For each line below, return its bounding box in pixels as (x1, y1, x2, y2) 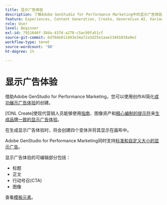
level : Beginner (5, 26, 39, 31)
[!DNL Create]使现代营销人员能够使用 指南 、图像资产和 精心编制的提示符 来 (5, 110, 156, 116)
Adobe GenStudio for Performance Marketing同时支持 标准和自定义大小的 (5, 138, 155, 144)
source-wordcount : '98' (5, 44, 55, 49)
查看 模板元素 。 (5, 195, 36, 201)
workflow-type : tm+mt (5, 40, 50, 45)
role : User (5, 21, 28, 26)
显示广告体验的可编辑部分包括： (5, 155, 71, 161)
